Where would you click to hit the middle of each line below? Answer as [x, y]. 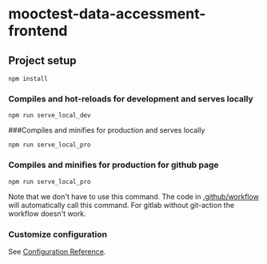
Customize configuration [58, 234]
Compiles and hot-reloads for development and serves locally [131, 98]
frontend [38, 31]
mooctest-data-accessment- [107, 14]
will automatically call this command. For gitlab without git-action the [121, 205]
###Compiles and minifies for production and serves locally [107, 130]
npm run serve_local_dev [50, 116]
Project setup [43, 60]
